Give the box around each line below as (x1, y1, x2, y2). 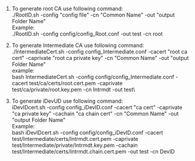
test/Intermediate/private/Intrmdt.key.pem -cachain (11, 142, 138, 149)
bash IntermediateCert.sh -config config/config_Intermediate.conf (11, 74, 174, 80)
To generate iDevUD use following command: (11, 97, 123, 105)
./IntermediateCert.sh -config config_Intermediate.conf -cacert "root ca (11, 48, 188, 55)
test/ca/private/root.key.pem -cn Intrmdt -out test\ (11, 86, 136, 93)
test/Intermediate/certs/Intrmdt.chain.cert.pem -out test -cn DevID (11, 148, 175, 155)
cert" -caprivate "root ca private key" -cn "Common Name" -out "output (11, 55, 189, 61)
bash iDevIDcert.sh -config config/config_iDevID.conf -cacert (11, 129, 163, 136)
